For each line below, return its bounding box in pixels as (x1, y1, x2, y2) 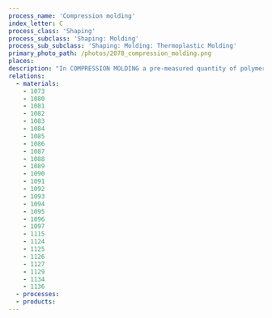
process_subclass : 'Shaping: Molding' (8, 34, 139, 43)
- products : (15, 298, 57, 306)
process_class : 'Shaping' (8, 27, 96, 35)
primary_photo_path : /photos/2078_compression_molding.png (8, 49, 212, 57)
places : (8, 57, 35, 66)
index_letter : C (8, 19, 63, 28)
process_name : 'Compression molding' (8, 11, 136, 20)
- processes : (15, 290, 60, 299)
